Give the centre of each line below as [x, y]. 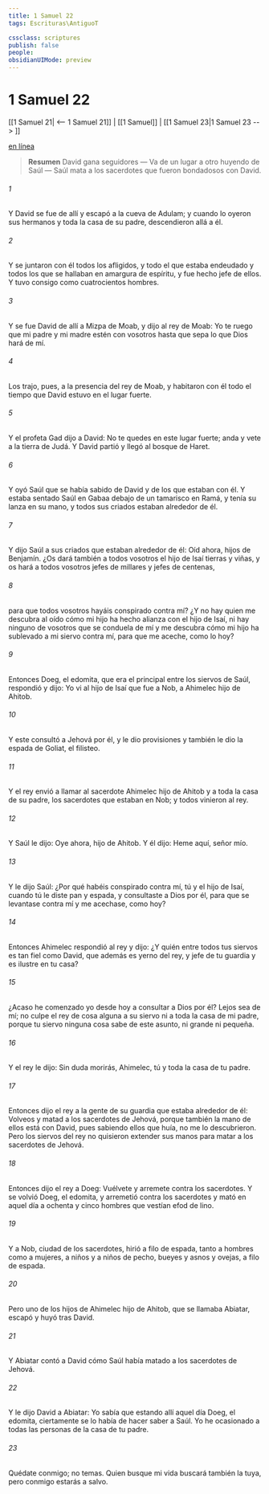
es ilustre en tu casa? [43, 964]
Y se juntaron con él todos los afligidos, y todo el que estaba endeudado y [131, 265]
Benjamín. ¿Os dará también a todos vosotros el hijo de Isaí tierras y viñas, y [134, 558]
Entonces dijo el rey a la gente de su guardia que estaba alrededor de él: [128, 1111]
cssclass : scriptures [45, 38]
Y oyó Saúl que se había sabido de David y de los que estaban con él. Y [127, 490]
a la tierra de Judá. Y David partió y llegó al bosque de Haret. [109, 446]
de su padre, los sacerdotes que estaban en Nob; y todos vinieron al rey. [128, 800]
